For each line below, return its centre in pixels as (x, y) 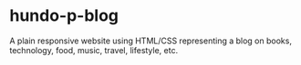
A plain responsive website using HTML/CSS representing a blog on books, (150, 41)
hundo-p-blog (64, 16)
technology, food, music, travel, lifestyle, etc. (94, 50)
